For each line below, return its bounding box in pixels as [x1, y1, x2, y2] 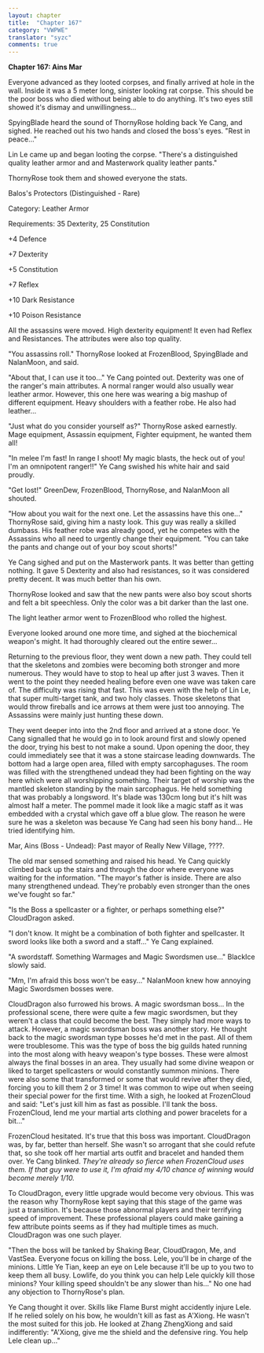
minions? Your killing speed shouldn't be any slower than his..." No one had [8, 1279, 251, 1289]
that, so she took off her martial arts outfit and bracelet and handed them [8, 1149, 244, 1158]
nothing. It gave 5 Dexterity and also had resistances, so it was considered [8, 566, 250, 575]
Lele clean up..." [8, 1336, 60, 1345]
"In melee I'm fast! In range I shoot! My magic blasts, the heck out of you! [8, 454, 245, 463]
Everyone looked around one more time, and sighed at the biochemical [8, 628, 237, 638]
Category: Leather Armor [8, 204, 90, 213]
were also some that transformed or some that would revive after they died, [8, 1075, 253, 1084]
